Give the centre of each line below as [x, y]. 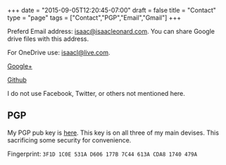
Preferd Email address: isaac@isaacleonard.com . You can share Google [111, 31]
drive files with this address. [48, 39]
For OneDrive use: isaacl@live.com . [59, 53]
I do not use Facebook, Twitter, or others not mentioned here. [96, 93]
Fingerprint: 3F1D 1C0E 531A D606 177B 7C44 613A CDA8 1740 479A [102, 154]
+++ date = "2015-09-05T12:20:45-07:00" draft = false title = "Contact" [112, 10]
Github [17, 80]
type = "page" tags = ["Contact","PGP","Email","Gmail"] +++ [94, 18]
